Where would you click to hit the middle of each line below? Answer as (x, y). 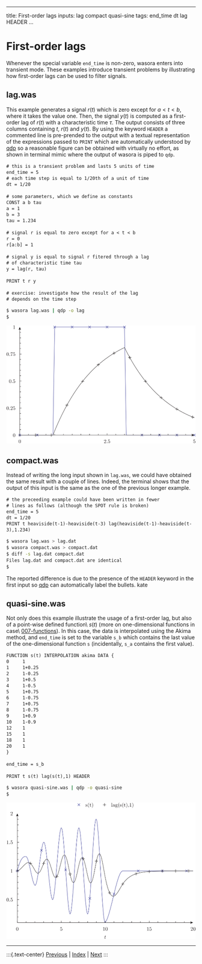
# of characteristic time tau (44, 263)
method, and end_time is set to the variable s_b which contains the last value (101, 637)
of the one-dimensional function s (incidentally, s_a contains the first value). (100, 644)
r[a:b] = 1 (20, 245)
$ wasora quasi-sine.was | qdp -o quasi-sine (64, 788)
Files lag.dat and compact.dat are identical (64, 560)
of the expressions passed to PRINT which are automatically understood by (99, 141)
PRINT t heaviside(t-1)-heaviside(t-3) (56, 524)
